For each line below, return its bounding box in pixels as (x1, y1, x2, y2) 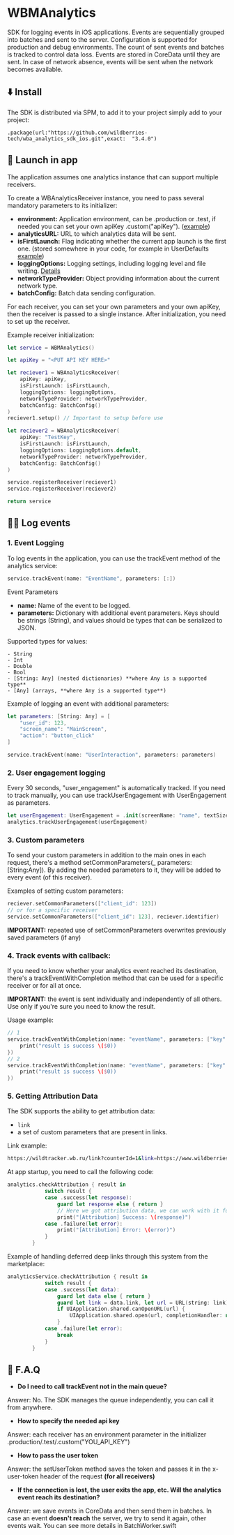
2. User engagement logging (7, 768, 106, 778)
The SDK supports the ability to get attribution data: (7, 1107, 155, 1115)
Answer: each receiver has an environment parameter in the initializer (7, 1430, 207, 1439)
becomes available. (7, 65, 63, 73)
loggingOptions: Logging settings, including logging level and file (17, 259, 206, 267)
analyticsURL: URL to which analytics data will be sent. (17, 229, 177, 238)
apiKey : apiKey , (19, 376, 68, 383)
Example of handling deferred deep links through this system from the (7, 1252, 208, 1261)
